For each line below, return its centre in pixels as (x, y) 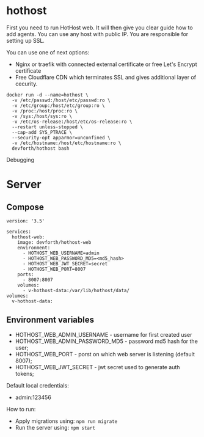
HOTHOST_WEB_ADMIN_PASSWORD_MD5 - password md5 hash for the (107, 341)
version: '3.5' (26, 221)
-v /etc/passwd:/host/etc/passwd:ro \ (61, 100)
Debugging (20, 160)
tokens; (25, 373)
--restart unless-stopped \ (48, 127)
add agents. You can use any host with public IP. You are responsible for (97, 34)
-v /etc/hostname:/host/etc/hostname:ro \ (67, 143)
